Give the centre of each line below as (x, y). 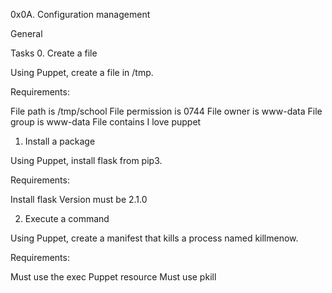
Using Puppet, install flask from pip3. (86, 160)
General (26, 33)
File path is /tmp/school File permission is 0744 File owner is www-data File (166, 111)
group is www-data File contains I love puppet (106, 122)
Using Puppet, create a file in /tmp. (82, 72)
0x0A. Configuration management (80, 14)
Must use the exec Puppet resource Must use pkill (113, 277)
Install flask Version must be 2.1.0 (79, 199)
